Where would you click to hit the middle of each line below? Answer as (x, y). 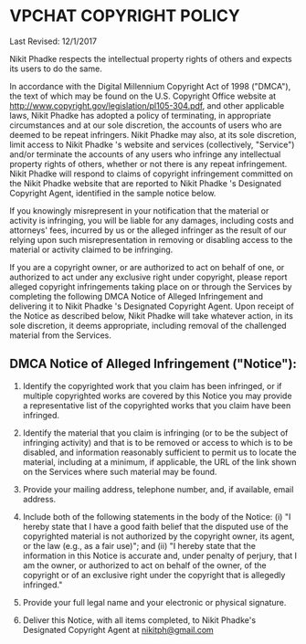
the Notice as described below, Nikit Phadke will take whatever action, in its (152, 315)
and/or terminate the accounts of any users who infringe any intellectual (145, 154)
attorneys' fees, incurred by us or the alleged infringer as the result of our (148, 230)
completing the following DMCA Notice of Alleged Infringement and (136, 296)
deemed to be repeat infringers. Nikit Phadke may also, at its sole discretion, (153, 134)
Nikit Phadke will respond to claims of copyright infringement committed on (152, 174)
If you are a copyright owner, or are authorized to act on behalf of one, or (147, 267)
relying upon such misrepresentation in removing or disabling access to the (151, 239)
